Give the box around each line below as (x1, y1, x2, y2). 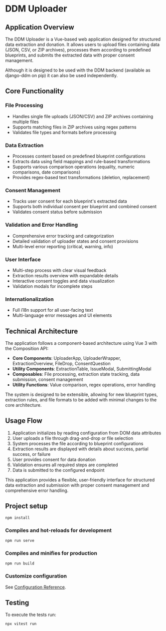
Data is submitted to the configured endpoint (12, 467, 105, 473)
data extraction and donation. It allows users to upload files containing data (5, 42, 160, 48)
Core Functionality (5, 87, 64, 96)
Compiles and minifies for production (5, 549, 97, 556)
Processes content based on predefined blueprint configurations (12, 153, 146, 159)
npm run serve (5, 538, 35, 543)
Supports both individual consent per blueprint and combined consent (12, 204, 157, 210)
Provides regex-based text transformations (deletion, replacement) (12, 174, 150, 180)
